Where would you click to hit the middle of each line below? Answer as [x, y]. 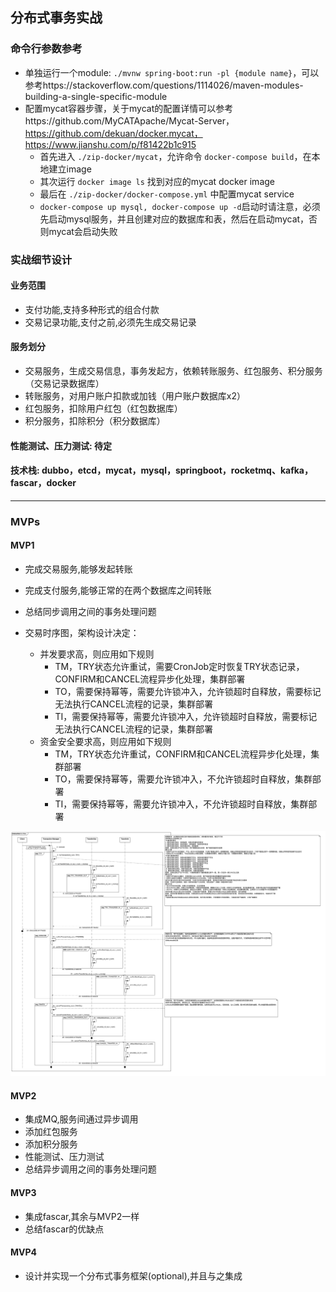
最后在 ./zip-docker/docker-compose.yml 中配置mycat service [167, 194]
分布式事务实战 [56, 18]
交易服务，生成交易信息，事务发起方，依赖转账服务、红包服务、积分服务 [173, 371]
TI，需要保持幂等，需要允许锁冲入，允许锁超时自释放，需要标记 [186, 716]
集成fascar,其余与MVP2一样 [82, 1216]
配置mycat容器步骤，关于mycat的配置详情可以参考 [129, 108]
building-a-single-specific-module [96, 96]
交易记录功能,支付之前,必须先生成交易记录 [110, 322]
